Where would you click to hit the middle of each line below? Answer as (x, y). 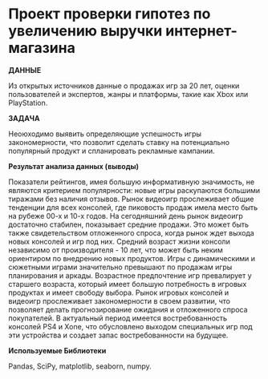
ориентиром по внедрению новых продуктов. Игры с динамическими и (132, 258)
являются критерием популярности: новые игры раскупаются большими (134, 190)
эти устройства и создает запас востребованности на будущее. (118, 335)
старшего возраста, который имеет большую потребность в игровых (128, 284)
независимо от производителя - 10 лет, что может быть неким (116, 250)
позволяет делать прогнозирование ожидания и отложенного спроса (128, 309)
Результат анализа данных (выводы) (73, 166)
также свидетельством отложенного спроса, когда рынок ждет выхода (131, 232)
